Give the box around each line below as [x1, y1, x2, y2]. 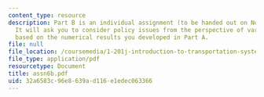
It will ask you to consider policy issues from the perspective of [15, 26, 244, 34]
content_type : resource [8, 11, 86, 20]
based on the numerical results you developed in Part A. [15, 33, 210, 41]
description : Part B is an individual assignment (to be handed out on [8, 19, 247, 27]
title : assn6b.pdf [8, 70, 68, 77]
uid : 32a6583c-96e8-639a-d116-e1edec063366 [8, 77, 153, 84]
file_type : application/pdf [8, 56, 101, 63]
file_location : [8, 48, 58, 56]
